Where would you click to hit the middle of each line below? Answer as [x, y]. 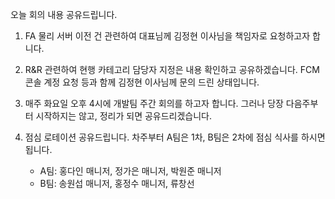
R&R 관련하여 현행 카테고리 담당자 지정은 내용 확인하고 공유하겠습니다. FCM [172, 69]
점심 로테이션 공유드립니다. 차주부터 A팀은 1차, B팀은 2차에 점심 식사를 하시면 [175, 137]
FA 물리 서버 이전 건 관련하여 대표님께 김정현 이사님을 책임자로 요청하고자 [167, 36]
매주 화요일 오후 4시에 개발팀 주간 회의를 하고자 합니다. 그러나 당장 [154, 103]
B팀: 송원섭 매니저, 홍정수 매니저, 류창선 [117, 183]
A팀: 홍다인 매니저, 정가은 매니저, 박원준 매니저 [130, 171]
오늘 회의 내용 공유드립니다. [64, 14]
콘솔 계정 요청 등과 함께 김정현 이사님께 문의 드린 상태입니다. [142, 82]
